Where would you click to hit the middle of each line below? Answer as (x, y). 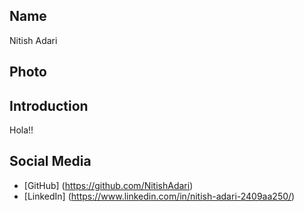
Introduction (49, 105)
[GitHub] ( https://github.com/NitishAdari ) (108, 185)
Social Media (50, 161)
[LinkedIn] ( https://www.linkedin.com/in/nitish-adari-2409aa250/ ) (159, 196)
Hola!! (21, 130)
